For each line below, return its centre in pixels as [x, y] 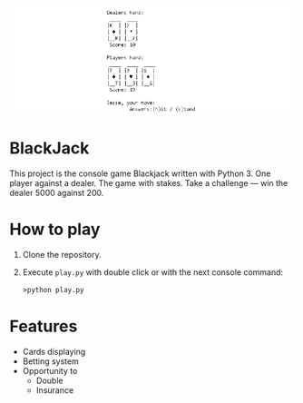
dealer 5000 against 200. [57, 192]
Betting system [50, 361]
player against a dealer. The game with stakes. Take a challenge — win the [149, 182]
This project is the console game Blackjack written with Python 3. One [140, 173]
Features [44, 326]
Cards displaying [54, 351]
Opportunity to [50, 370]
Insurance [55, 390]
